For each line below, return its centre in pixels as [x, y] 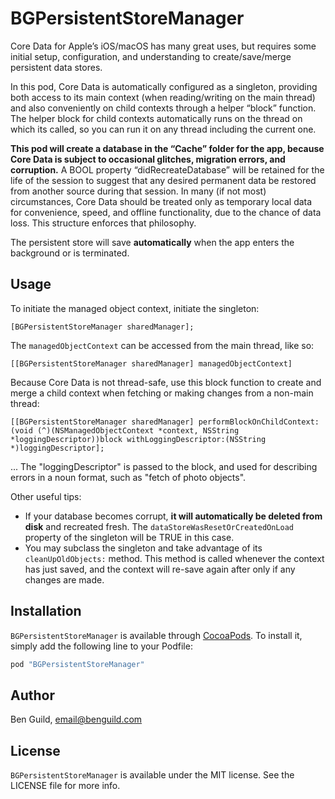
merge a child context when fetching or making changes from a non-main [162, 393]
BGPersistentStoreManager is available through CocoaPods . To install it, [156, 635]
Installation [46, 611]
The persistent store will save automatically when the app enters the [152, 242]
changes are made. [64, 579]
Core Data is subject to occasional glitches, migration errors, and [148, 159]
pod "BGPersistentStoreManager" [77, 664]
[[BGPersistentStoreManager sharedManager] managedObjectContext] [151, 363]
